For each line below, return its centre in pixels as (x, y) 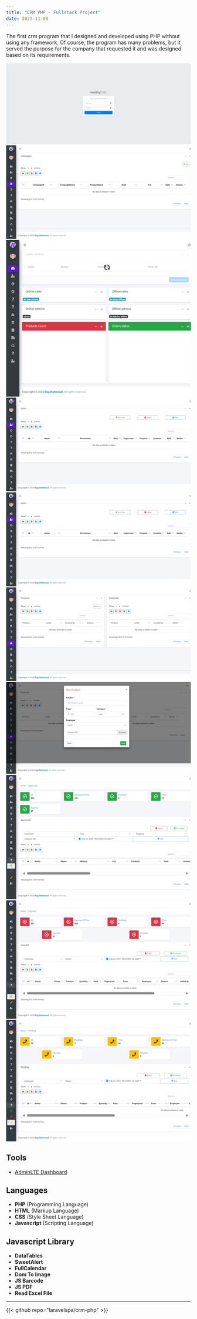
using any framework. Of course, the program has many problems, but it (93, 42)
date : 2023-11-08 (27, 18)
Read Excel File (33, 1293)
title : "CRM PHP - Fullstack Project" (53, 12)
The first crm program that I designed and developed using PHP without (93, 36)
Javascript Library (40, 1242)
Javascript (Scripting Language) (54, 1223)
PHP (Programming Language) (52, 1205)
